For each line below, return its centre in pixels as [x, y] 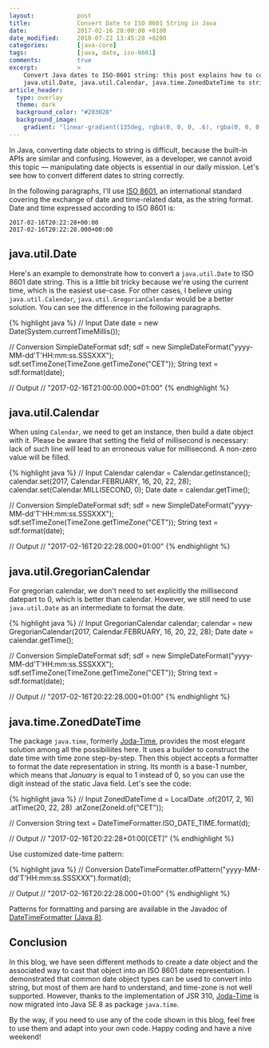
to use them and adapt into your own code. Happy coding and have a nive [131, 1028]
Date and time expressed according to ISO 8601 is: [93, 208]
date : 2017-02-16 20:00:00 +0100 [88, 30]
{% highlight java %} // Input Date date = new [84, 323]
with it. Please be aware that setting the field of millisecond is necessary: [129, 440]
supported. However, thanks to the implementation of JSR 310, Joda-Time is [134, 995]
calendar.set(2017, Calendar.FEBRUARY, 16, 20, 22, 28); [100, 481]
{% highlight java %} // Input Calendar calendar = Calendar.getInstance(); [130, 473]
